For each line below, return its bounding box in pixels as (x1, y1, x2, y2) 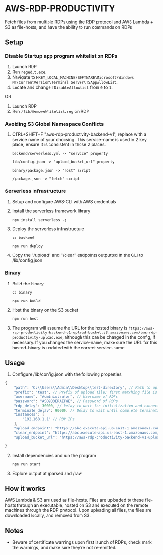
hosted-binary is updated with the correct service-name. (12, 345, 126, 350)
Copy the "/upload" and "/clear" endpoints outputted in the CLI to (12, 253, 143, 258)
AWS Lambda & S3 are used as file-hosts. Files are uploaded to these (5, 497, 144, 503)
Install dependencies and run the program (12, 452, 96, 458)
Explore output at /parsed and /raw (12, 470, 82, 476)
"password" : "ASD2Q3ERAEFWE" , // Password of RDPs (14, 398, 118, 404)
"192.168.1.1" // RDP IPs (22, 417, 75, 422)
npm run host (12, 316, 39, 321)
